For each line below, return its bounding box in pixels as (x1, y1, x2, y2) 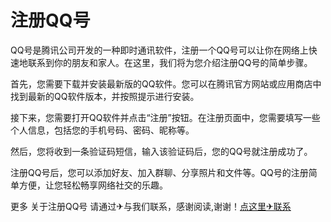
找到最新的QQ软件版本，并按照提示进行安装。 (10, 90, 200, 102)
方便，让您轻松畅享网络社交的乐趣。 (18, 179, 168, 191)
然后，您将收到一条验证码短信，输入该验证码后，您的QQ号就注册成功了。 (10, 145, 313, 157)
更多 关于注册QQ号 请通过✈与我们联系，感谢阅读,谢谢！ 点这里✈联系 (10, 200, 292, 212)
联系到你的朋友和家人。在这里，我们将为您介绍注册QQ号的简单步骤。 (27, 56, 313, 68)
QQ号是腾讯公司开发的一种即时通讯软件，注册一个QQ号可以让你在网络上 (10, 44, 309, 56)
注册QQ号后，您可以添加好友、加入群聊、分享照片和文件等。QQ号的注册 (10, 166, 309, 178)
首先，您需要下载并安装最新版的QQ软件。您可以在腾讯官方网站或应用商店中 (10, 77, 322, 90)
